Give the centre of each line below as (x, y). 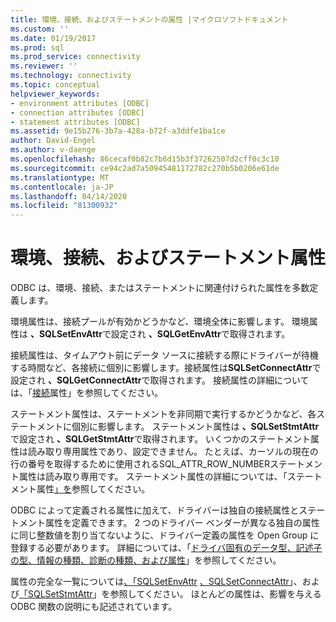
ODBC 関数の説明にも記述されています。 (94, 607)
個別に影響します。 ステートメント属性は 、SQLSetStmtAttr (195, 427)
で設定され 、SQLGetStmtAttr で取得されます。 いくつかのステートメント (161, 439)
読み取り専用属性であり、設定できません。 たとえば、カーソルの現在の (173, 452)
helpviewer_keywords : (55, 94)
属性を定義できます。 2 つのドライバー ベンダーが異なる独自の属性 (182, 523)
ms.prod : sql (37, 47)
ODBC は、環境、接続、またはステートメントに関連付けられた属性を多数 (160, 288)
